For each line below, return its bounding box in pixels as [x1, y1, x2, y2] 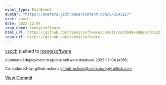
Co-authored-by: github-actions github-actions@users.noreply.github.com [5, 66, 132, 71]
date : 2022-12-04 [5, 21, 41, 26]
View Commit [5, 75, 33, 81]
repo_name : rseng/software [5, 26, 61, 30]
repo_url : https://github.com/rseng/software [5, 35, 100, 40]
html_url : [5, 30, 26, 35]
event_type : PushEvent [5, 7, 52, 12]
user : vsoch [5, 16, 30, 21]
